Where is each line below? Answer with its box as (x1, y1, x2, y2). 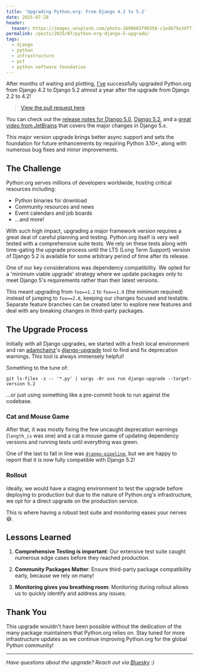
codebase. (6, 398, 33, 404)
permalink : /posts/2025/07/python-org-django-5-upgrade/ (6, 31, 150, 37)
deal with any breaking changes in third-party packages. (6, 307, 145, 315)
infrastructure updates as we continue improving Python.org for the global (6, 636, 188, 643)
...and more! (14, 216, 44, 223)
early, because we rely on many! (14, 572, 95, 579)
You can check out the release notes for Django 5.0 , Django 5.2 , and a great (6, 116, 191, 123)
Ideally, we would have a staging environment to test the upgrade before (6, 484, 183, 492)
